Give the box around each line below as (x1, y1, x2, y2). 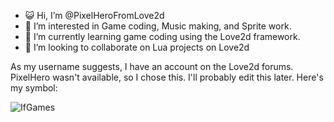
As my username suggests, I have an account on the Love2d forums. (10, 61, 294, 72)
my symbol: (10, 82, 58, 94)
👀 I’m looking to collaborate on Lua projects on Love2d (24, 41, 250, 53)
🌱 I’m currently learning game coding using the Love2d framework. (24, 31, 301, 42)
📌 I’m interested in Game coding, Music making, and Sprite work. (24, 20, 292, 32)
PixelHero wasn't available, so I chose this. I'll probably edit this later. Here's (10, 71, 324, 83)
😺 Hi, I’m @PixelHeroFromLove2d (24, 10, 165, 21)
